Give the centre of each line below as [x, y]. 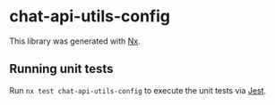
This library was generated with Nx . [75, 41]
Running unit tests [61, 69]
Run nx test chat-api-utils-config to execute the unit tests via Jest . [138, 90]
